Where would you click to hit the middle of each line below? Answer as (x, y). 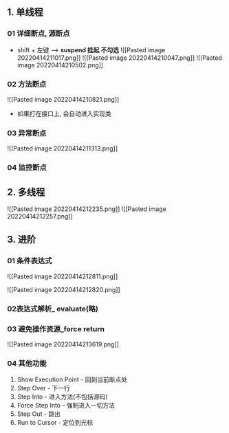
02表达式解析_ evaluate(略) (53, 309)
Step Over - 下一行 (43, 388)
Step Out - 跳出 (39, 414)
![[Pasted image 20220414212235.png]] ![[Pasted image (87, 209)
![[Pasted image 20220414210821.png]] (63, 99)
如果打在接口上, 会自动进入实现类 (64, 113)
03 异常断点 (27, 133)
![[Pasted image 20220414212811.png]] (63, 276)
